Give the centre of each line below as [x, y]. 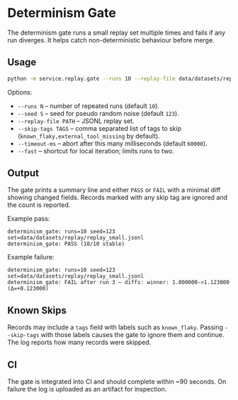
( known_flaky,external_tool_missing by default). [89, 136]
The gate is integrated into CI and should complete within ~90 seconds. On [117, 382]
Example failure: [31, 257]
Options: [20, 92]
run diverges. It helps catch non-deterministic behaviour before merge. [111, 40]
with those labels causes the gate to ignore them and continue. [132, 335]
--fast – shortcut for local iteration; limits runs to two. [96, 151]
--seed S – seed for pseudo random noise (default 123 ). [98, 113]
